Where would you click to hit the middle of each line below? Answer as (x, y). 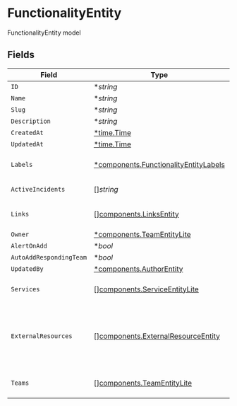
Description (31, 121)
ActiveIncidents (38, 189)
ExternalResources (42, 336)
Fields (21, 55)
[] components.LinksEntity (136, 214)
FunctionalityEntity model (44, 33)
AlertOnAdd (29, 246)
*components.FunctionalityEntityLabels (159, 164)
